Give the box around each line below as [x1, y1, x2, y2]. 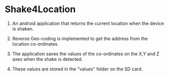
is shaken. [12, 25, 34, 31]
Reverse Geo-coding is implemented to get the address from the [12, 35, 148, 42]
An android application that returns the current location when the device [12, 20, 164, 26]
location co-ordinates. [12, 41, 59, 47]
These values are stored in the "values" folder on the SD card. [12, 66, 143, 72]
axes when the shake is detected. [12, 56, 83, 62]
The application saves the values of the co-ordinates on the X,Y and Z [12, 51, 159, 57]
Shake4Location [5, 4, 76, 15]
